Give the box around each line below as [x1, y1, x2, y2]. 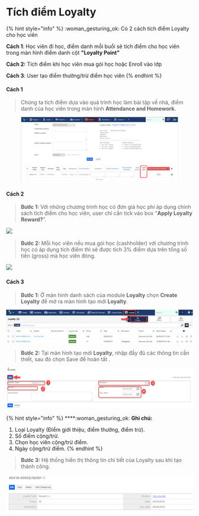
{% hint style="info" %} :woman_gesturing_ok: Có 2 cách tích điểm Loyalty [6, 25, 190, 32]
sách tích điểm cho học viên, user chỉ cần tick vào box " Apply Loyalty [20, 210, 192, 217]
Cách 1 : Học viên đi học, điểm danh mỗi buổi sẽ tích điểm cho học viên [6, 43, 179, 50]
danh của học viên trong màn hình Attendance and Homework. [20, 105, 176, 112]
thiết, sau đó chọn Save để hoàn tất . [20, 356, 111, 363]
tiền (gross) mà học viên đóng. [20, 252, 96, 260]
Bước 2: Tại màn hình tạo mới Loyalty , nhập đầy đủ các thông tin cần [20, 349, 190, 356]
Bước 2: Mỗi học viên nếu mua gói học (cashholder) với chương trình [20, 240, 189, 247]
